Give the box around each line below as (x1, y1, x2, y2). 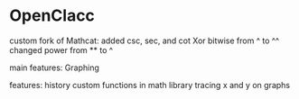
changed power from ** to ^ (9, 44, 114, 55)
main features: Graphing (9, 62, 99, 73)
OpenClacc (9, 5, 95, 26)
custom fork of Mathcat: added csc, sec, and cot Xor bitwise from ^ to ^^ (9, 35, 280, 46)
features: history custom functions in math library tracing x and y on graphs (9, 79, 291, 90)
